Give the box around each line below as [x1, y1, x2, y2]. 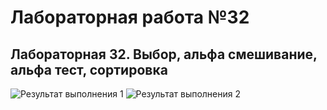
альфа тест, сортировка [10, 61, 168, 78]
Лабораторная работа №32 [10, 6, 250, 29]
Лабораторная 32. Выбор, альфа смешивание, [10, 46, 318, 63]
